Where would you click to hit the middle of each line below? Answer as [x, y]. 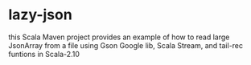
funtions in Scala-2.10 [44, 54]
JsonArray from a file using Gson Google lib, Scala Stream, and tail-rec [126, 45]
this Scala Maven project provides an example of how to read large [119, 37]
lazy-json [40, 15]
